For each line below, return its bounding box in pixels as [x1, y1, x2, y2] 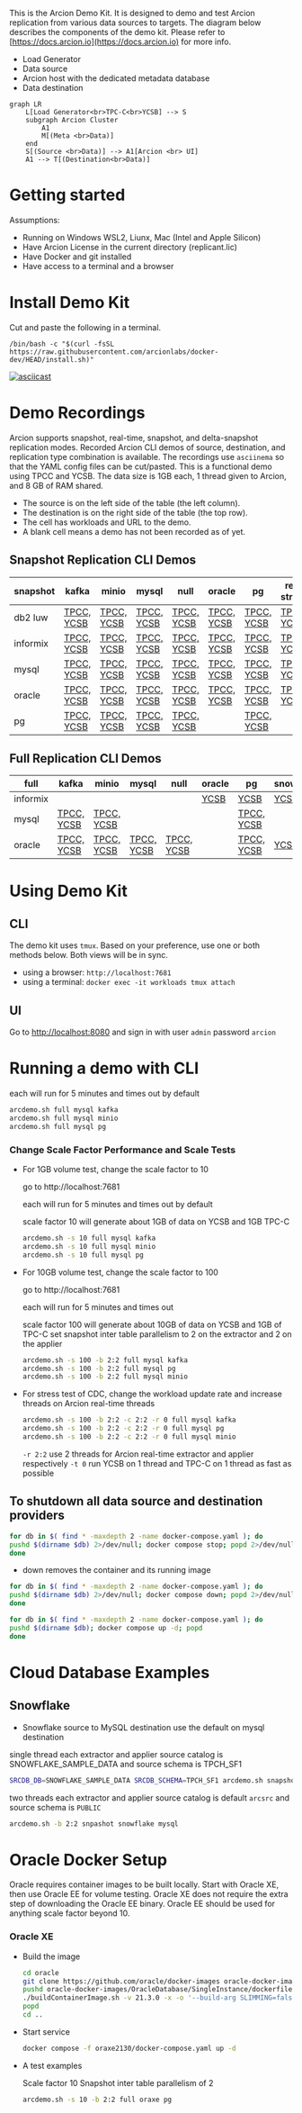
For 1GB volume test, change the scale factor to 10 [22, 1164, 209, 1175]
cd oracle [22, 1968, 60, 1977]
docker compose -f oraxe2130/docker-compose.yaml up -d [22, 2044, 236, 2053]
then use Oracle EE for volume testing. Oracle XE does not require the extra [9, 1889, 289, 1900]
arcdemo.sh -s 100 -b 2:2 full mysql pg [22, 1364, 176, 1373]
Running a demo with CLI [9, 1058, 200, 1079]
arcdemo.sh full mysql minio [9, 1114, 119, 1124]
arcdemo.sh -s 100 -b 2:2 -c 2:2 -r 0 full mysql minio [22, 1432, 236, 1441]
